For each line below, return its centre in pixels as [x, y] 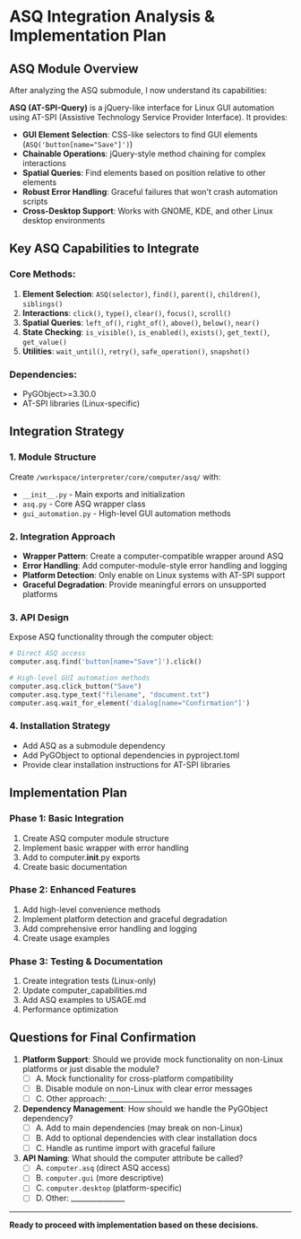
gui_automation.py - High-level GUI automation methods [126, 513]
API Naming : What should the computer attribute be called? [133, 1158]
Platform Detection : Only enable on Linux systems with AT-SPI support [154, 575]
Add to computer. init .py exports [81, 857]
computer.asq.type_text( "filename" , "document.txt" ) [110, 694]
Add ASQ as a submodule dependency [94, 745]
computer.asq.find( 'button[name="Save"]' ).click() [106, 662]
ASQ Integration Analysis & [112, 17]
